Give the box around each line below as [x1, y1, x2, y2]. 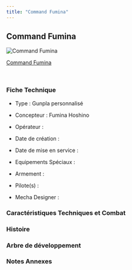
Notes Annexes [6, 257, 52, 266]
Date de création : [14, 134, 60, 142]
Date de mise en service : [14, 147, 78, 154]
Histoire [6, 225, 30, 233]
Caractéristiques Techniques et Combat [6, 208, 126, 217]
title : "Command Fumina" [6, 8, 69, 15]
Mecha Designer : [14, 193, 59, 200]
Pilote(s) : [14, 182, 39, 189]
